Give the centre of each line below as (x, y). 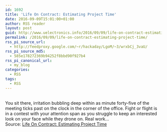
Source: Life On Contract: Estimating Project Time (56, 124)
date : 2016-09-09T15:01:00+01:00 (40, 19)
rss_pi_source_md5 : (25, 51)
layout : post (19, 28)
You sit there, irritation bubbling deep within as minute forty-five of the (77, 103)
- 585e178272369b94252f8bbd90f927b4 (47, 56)
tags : (11, 79)
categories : (17, 70)
